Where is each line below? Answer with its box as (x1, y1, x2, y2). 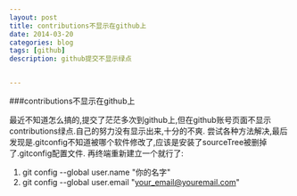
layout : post (9, 12, 58, 22)
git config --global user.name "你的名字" (21, 167, 171, 177)
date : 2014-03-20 (9, 29, 74, 38)
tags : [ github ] (9, 46, 66, 55)
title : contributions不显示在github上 (9, 21, 147, 30)
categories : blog (9, 37, 74, 47)
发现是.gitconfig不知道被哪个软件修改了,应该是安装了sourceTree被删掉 (9, 137, 268, 147)
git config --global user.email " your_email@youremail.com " (21, 177, 241, 187)
